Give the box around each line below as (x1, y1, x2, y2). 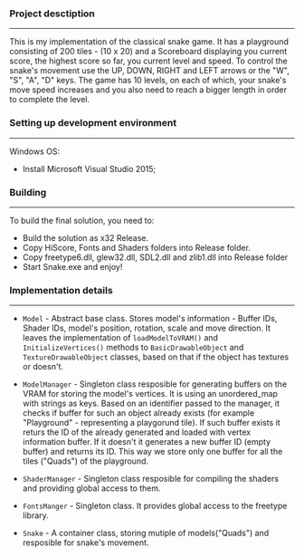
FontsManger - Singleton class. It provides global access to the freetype (22, 501, 288, 512)
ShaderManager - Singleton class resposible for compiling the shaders (22, 474, 279, 485)
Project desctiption (9, 7, 95, 20)
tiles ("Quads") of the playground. (22, 456, 149, 466)
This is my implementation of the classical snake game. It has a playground (9, 36, 290, 47)
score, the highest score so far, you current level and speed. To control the (9, 55, 288, 66)
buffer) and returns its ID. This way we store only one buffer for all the (22, 447, 283, 457)
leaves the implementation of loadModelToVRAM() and (22, 332, 219, 343)
